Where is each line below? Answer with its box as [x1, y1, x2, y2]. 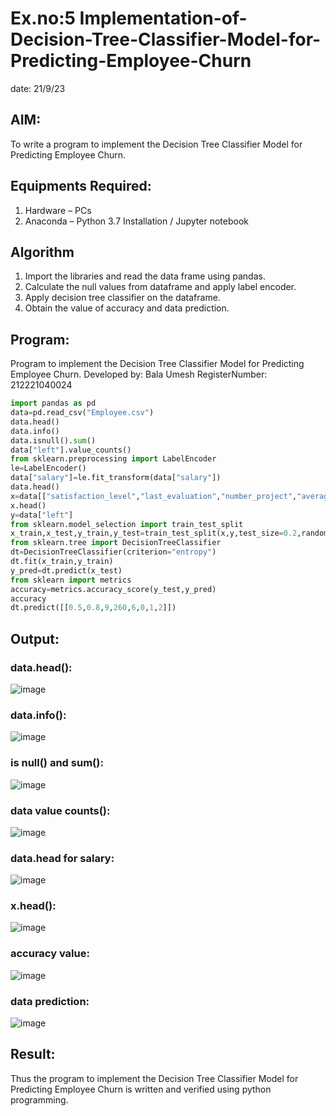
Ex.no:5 [10, 7, 76, 30]
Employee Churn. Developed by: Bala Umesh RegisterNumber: [10, 368, 268, 381]
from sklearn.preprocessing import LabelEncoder [10, 454, 217, 464]
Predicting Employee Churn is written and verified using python [10, 1083, 272, 1095]
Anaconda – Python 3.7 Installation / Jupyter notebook [24, 215, 249, 227]
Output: [10, 630, 60, 647]
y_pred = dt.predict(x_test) [10, 565, 123, 576]
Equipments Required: [10, 178, 152, 195]
